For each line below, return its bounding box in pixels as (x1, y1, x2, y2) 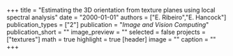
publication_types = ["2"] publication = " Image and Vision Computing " (6, 21, 209, 28)
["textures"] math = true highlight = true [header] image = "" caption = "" (6, 35, 216, 44)
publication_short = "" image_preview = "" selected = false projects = (6, 28, 206, 36)
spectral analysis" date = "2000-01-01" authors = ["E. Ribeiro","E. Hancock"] (6, 13, 227, 21)
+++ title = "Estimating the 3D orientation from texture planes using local (6, 6, 216, 14)
